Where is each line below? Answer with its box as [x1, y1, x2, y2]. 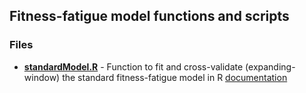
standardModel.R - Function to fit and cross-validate [23, 60, 244, 73]
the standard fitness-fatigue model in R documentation [62, 71, 288, 83]
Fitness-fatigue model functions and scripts [9, 8, 290, 25]
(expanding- [245, 60, 296, 73]
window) [23, 71, 61, 83]
